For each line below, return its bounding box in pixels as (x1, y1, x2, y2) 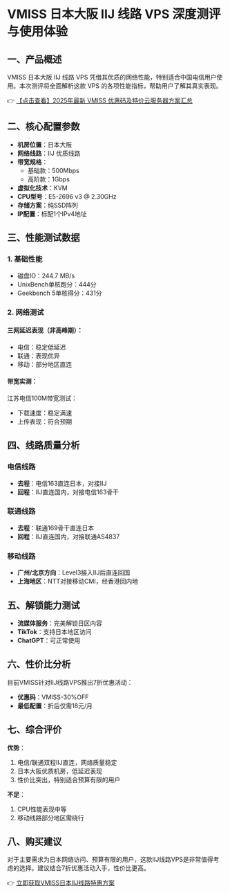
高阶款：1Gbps (27, 174, 70, 183)
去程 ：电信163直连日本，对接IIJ (17, 479, 107, 487)
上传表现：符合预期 (17, 417, 73, 426)
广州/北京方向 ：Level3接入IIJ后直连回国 (17, 568, 131, 577)
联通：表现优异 (17, 351, 60, 360)
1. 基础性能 (7, 254, 43, 264)
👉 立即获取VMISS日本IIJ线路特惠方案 (7, 878, 115, 887)
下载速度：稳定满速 (17, 408, 73, 417)
